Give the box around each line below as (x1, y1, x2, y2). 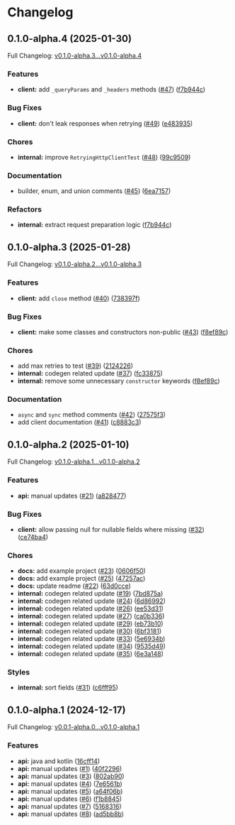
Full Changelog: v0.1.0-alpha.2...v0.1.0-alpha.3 (7, 260, 142, 268)
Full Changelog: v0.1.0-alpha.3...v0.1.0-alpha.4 (7, 51, 142, 60)
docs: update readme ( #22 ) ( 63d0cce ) (17, 581, 131, 590)
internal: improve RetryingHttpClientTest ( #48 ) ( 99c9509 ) (17, 153, 191, 161)
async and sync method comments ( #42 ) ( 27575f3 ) (17, 410, 166, 419)
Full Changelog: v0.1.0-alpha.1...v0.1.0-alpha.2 (7, 457, 140, 466)
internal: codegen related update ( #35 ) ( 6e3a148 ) (17, 650, 164, 658)
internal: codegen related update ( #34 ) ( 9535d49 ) (17, 642, 166, 650)
